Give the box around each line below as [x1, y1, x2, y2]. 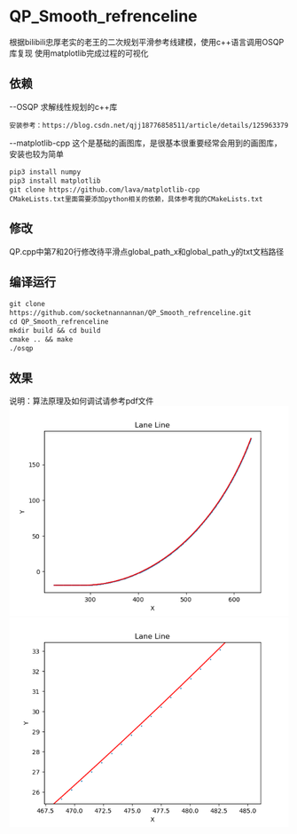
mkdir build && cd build [9, 327, 101, 335]
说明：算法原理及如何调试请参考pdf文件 [9, 396, 154, 406]
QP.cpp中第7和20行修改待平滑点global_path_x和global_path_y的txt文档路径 [9, 246, 285, 256]
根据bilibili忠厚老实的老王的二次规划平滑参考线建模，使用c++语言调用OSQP [9, 36, 285, 47]
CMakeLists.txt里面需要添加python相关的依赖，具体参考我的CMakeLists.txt [9, 194, 263, 203]
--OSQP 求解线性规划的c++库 [9, 101, 118, 112]
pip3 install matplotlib [9, 176, 101, 185]
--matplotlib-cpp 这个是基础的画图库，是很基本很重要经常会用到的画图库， [9, 138, 282, 148]
